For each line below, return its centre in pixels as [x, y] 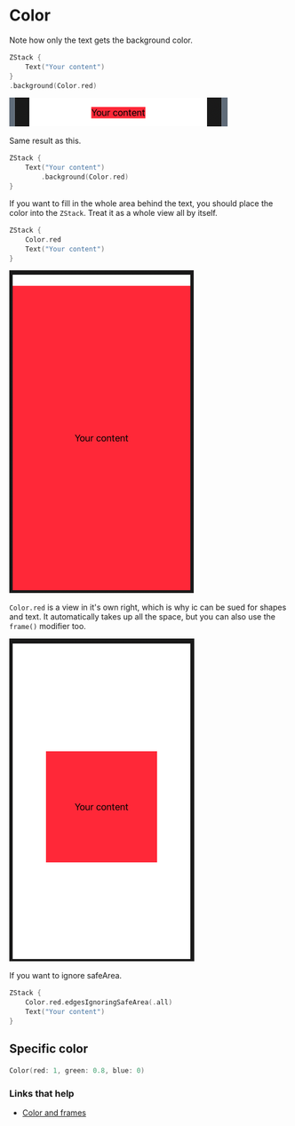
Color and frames [54, 1113]
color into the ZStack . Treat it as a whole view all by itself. [113, 212]
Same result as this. [45, 141]
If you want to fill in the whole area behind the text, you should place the [141, 203]
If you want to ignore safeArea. [66, 976]
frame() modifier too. [48, 627]
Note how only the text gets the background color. [101, 40]
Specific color [49, 1049]
